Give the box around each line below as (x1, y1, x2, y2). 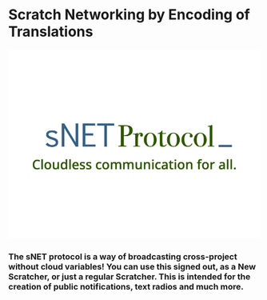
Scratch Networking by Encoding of (8, 6, 250, 24)
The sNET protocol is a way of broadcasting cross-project (8, 250, 237, 262)
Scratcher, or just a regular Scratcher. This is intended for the (8, 270, 251, 282)
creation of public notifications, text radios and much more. (8, 281, 244, 292)
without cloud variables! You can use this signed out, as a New (8, 261, 257, 272)
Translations (8, 22, 94, 41)
